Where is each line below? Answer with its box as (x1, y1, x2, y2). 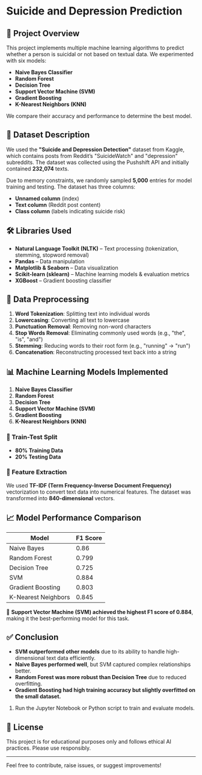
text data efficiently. (46, 654, 96, 662)
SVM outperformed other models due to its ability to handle (14, 648, 165, 655)
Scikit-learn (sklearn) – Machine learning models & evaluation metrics (14, 270, 189, 278)
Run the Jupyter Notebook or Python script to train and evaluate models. (14, 704, 195, 712)
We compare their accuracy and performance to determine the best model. (6, 113, 192, 119)
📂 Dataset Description (6, 130, 90, 140)
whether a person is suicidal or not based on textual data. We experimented (6, 51, 194, 58)
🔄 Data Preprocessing (6, 294, 89, 305)
